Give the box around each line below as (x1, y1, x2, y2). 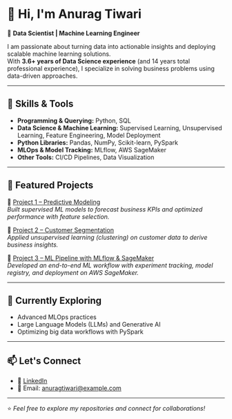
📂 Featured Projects (7, 179, 94, 192)
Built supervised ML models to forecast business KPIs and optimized (7, 205, 203, 213)
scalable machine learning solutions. (7, 50, 111, 58)
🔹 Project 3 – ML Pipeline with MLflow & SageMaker (7, 254, 154, 262)
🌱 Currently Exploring (7, 294, 102, 306)
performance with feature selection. (7, 212, 110, 221)
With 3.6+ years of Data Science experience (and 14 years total (7, 57, 191, 65)
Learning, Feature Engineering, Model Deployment (17, 131, 161, 139)
